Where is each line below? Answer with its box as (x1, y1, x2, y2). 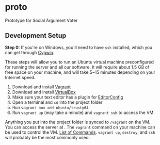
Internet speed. (5, 74, 35, 80)
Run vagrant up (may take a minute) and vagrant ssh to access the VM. (12, 110, 155, 115)
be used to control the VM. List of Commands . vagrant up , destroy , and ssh (5, 129, 155, 135)
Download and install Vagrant (12, 84, 71, 90)
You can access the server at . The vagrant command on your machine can (5, 124, 155, 130)
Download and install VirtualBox (12, 89, 76, 95)
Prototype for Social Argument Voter (5, 17, 78, 23)
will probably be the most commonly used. (5, 134, 90, 140)
